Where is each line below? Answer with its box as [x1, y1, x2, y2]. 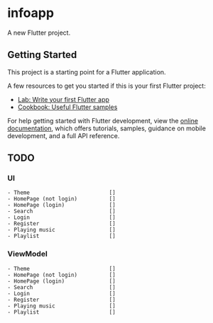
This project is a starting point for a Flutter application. [7, 67, 166, 76]
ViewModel [7, 249, 48, 259]
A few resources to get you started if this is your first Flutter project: [7, 81, 206, 90]
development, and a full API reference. [7, 131, 120, 140]
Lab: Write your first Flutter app [17, 95, 110, 103]
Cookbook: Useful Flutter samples [17, 103, 118, 111]
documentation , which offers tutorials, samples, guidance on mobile [7, 124, 206, 132]
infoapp [7, 5, 55, 21]
